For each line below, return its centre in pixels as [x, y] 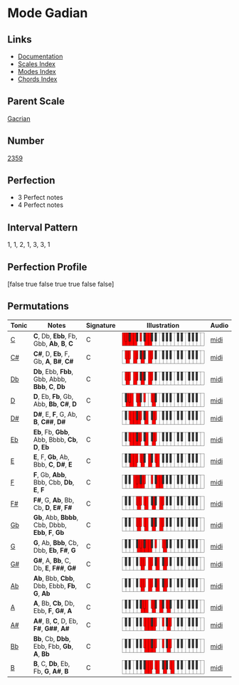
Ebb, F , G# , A [53, 611]
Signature [101, 326]
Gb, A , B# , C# [53, 361]
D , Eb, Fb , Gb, [53, 397]
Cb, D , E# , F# [53, 507]
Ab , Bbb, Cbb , [54, 578]
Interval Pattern [43, 227]
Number [26, 141]
